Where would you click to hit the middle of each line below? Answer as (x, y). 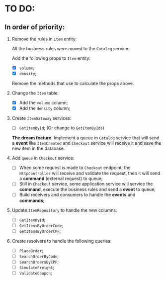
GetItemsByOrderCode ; (41, 225)
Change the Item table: (35, 93)
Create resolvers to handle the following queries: (62, 241)
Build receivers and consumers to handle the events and (77, 195)
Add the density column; (45, 108)
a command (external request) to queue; (61, 179)
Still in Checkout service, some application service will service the (86, 184)
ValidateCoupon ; (36, 273)
